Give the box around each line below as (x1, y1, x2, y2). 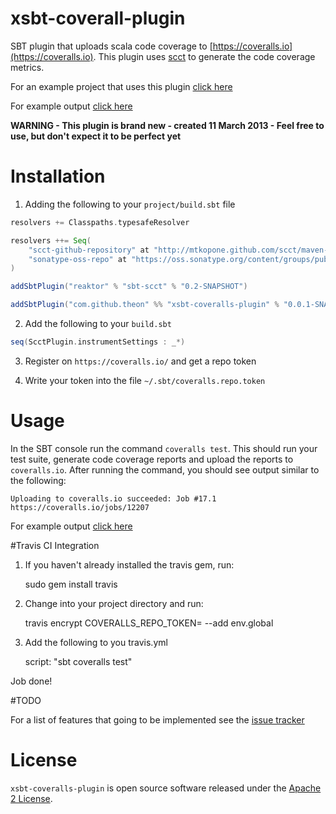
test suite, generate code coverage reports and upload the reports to (10, 453, 294, 465)
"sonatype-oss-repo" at (28, 254, 128, 264)
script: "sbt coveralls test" (24, 655, 133, 667)
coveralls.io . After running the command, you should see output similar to (10, 463, 320, 476)
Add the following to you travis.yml (24, 636, 168, 648)
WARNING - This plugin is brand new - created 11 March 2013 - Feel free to (10, 119, 325, 131)
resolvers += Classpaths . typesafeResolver (10, 217, 190, 227)
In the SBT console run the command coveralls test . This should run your (10, 442, 318, 454)
